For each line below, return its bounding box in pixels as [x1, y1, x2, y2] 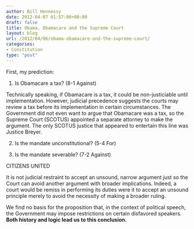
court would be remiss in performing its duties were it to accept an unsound [6, 186, 189, 193]
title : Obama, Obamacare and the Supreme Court [6, 25, 124, 31]
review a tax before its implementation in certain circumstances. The [6, 103, 171, 110]
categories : [6, 42, 35, 47]
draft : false [6, 19, 38, 25]
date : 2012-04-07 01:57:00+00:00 [6, 14, 88, 20]
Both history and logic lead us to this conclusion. [6, 216, 127, 223]
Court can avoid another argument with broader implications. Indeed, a [6, 180, 177, 187]
